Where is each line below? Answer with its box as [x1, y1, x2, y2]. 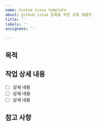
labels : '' [5, 21, 28, 27]
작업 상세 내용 [5, 70, 45, 78]
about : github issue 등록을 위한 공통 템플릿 [5, 12, 92, 17]
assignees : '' [5, 26, 35, 31]
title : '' [5, 17, 26, 22]
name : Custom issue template [5, 7, 67, 13]
